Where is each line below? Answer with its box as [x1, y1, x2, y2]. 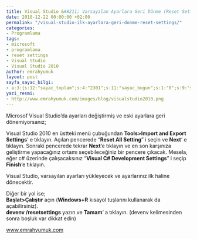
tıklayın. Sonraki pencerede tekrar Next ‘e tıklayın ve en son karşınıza [6, 142, 172, 149]
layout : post [6, 74, 38, 80]
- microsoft [6, 42, 35, 48]
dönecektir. [6, 179, 33, 186]
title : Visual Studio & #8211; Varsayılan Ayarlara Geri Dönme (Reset [6, 8, 180, 15]
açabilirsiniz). [6, 202, 39, 209]
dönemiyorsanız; [6, 118, 47, 125]
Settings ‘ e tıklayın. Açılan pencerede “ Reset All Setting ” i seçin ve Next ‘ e [6, 136, 187, 143]
